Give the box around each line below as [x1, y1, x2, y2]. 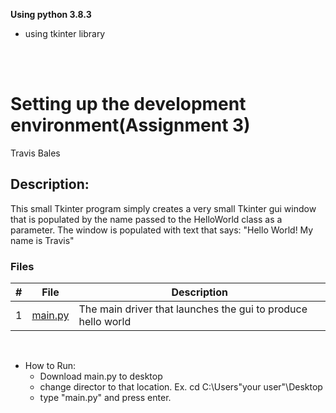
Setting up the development [10, 93, 247, 116]
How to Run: [24, 360, 77, 372]
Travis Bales [10, 147, 61, 159]
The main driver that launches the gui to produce [78, 302, 308, 316]
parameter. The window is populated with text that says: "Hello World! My [10, 224, 314, 236]
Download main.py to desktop [39, 370, 163, 383]
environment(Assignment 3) [10, 114, 251, 137]
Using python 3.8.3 [10, 9, 92, 20]
